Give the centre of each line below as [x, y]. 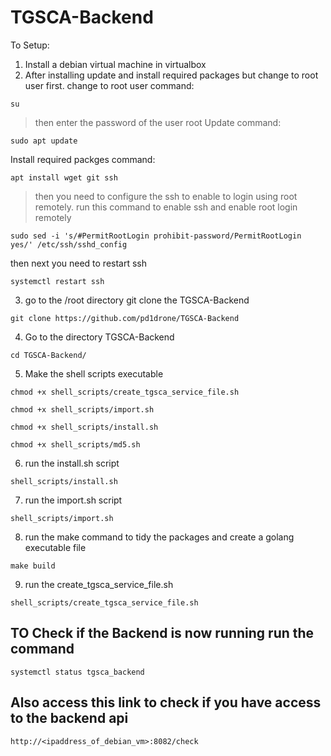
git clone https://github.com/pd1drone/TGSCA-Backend [125, 318]
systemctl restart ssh [57, 281]
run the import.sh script [73, 500]
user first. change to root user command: [109, 85]
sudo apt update [44, 141]
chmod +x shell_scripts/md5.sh [75, 444]
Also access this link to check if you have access [166, 702]
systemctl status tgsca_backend [77, 672]
